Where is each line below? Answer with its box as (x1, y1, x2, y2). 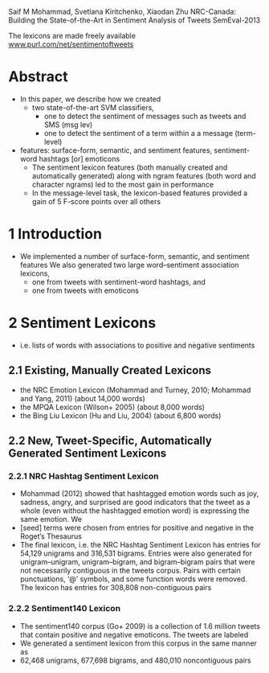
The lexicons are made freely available (8, 31, 137, 40)
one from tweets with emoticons (31, 285, 139, 295)
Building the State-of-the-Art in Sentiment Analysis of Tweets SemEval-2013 (8, 15, 261, 25)
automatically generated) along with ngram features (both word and (31, 170, 257, 180)
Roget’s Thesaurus (19, 531, 83, 541)
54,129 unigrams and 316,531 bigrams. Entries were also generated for (19, 548, 253, 558)
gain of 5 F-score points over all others (31, 196, 161, 206)
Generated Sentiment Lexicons (8, 446, 167, 461)
